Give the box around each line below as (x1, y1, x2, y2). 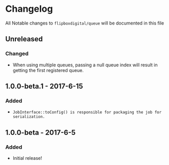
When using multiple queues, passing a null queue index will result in (12, 62, 158, 68)
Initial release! (12, 155, 42, 161)
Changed (5, 50, 29, 57)
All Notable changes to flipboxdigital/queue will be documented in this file (5, 20, 164, 26)
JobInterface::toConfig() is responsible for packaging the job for (12, 110, 162, 115)
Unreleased (5, 35, 43, 43)
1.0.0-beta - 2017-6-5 (5, 128, 76, 137)
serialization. (12, 114, 45, 120)
